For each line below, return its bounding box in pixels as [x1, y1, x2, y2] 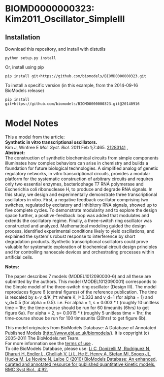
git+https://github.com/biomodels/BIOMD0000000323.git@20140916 [5, 101, 140, 106]
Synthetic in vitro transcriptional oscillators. [5, 139, 98, 145]
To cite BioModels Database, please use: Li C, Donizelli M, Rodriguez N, [5, 346, 151, 351]
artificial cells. [5, 254, 33, 260]
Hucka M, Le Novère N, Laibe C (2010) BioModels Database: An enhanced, [5, 356, 157, 362]
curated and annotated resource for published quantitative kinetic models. [5, 361, 156, 367]
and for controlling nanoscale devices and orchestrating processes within [5, 249, 154, 255]
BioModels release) [5, 88, 44, 94]
